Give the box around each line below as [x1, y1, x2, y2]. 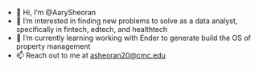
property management [15, 42, 91, 51]
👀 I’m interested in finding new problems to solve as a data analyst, [15, 16, 238, 26]
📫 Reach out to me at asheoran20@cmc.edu [15, 50, 166, 60]
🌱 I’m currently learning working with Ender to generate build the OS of [15, 33, 251, 42]
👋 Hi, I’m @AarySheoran [15, 8, 97, 17]
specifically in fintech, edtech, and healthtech [15, 25, 168, 34]
